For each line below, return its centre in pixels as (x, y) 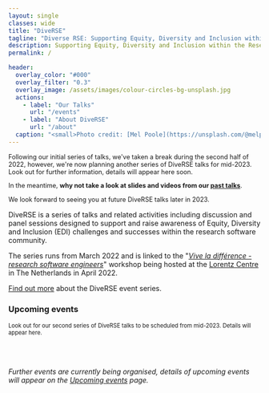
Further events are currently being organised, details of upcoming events (129, 372)
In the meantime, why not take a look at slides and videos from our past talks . (125, 186)
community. (28, 240)
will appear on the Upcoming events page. (78, 380)
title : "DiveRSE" (37, 30)
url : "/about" (53, 128)
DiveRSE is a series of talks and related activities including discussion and (130, 214)
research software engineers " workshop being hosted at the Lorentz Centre (133, 264)
